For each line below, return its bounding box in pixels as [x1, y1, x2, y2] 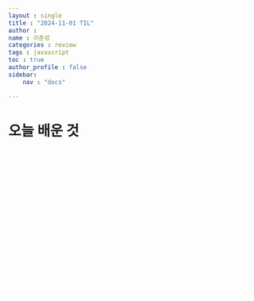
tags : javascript [8, 48, 69, 56]
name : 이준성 [8, 33, 50, 42]
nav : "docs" [22, 78, 66, 86]
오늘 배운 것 [8, 122, 80, 140]
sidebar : [8, 71, 37, 79]
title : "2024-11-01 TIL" [8, 19, 94, 27]
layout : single [8, 11, 62, 20]
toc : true [8, 56, 45, 64]
